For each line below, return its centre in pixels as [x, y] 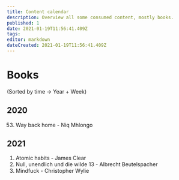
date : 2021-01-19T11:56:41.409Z [47, 28]
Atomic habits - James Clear [51, 158]
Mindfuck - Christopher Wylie [52, 171]
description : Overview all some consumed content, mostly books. [90, 17]
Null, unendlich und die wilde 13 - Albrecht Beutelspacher [86, 164]
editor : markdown [29, 40]
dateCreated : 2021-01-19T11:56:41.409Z [57, 46]
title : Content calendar [38, 12]
